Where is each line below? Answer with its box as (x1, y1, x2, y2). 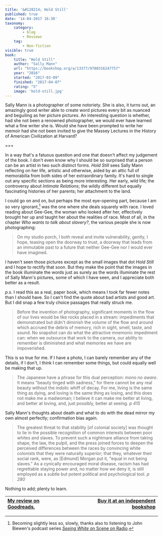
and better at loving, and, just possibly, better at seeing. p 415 (16, 400, 140, 406)
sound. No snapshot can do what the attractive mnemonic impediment (16, 330, 158, 336)
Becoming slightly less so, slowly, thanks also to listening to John (12, 520, 143, 526)
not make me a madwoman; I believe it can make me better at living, (16, 396, 153, 401)
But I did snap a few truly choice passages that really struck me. (5, 299, 133, 305)
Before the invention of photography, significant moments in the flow (16, 309, 154, 315)
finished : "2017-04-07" (14, 79, 62, 84)
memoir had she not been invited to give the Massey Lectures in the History (5, 128, 157, 134)
